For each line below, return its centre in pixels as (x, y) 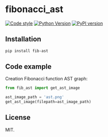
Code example (29, 67)
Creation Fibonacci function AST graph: (46, 79)
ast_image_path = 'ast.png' (35, 97)
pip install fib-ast (27, 51)
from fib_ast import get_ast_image (43, 88)
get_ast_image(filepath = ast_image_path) (48, 102)
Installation (23, 39)
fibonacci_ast (34, 9)
